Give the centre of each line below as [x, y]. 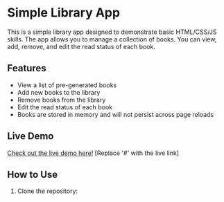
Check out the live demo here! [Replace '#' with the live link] [93, 153]
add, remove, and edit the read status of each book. [81, 46]
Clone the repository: [48, 191]
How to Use [33, 174]
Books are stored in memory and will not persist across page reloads [115, 114]
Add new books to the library [59, 92]
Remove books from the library [61, 100]
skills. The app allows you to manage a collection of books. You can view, [112, 39]
